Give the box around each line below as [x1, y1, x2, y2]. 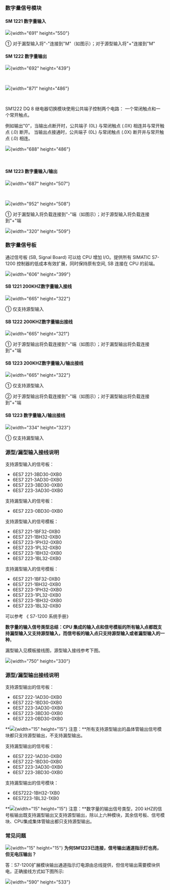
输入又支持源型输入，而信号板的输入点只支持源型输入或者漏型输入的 [18, 630, 160, 636]
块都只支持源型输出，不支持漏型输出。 [5, 732, 85, 739]
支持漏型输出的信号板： [5, 743, 54, 749]
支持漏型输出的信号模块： [5, 780, 59, 786]
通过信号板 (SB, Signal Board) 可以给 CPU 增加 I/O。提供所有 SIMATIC [5, 254, 151, 260]
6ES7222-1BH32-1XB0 [12, 790, 60, 796]
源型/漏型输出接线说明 [5, 672, 59, 679]
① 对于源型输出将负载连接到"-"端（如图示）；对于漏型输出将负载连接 [5, 341, 150, 347]
